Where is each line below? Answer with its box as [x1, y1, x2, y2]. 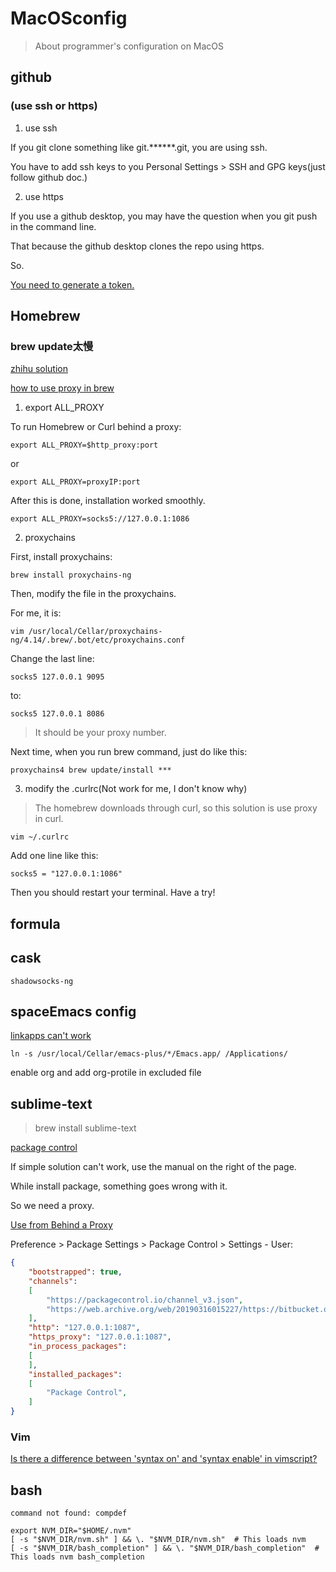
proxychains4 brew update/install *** [10, 765, 172, 776]
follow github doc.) [10, 171, 88, 183]
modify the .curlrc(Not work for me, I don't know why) [24, 783, 248, 795]
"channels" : [28, 1276, 78, 1286]
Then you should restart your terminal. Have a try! [10, 887, 216, 899]
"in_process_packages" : [28, 1342, 128, 1352]
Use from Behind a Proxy [10, 1219, 113, 1231]
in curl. [34, 813, 64, 825]
